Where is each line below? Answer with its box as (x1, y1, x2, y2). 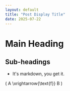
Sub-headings (5, 58, 51, 66)
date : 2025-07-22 (5, 16, 41, 21)
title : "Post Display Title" (5, 12, 66, 17)
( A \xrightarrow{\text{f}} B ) (5, 81, 63, 87)
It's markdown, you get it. (12, 71, 65, 77)
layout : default (5, 7, 39, 12)
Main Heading (5, 38, 64, 49)
